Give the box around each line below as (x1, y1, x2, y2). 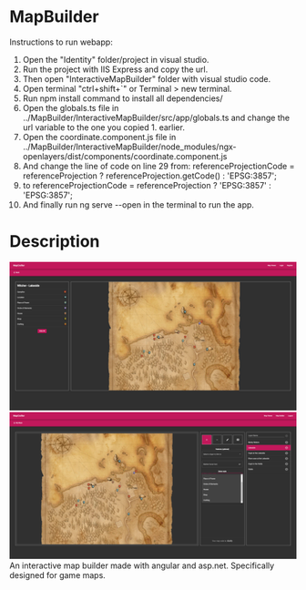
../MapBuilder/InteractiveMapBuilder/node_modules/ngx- (22, 141, 237, 152)
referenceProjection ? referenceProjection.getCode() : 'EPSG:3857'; (22, 170, 278, 181)
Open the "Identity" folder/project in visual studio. (22, 54, 209, 65)
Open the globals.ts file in (22, 102, 119, 113)
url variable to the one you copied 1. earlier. (22, 121, 185, 133)
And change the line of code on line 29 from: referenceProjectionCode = (22, 160, 295, 171)
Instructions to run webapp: (9, 36, 114, 47)
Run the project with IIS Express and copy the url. (22, 64, 209, 75)
